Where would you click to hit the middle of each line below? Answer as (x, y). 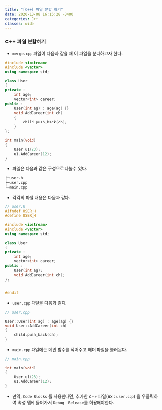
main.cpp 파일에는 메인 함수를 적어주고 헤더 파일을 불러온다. (70, 349)
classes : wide (20, 23)
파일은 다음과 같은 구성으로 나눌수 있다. (50, 169)
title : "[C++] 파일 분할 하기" (34, 10)
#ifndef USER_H (21, 211)
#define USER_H (21, 216)
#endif (12, 293)
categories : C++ (22, 19)
